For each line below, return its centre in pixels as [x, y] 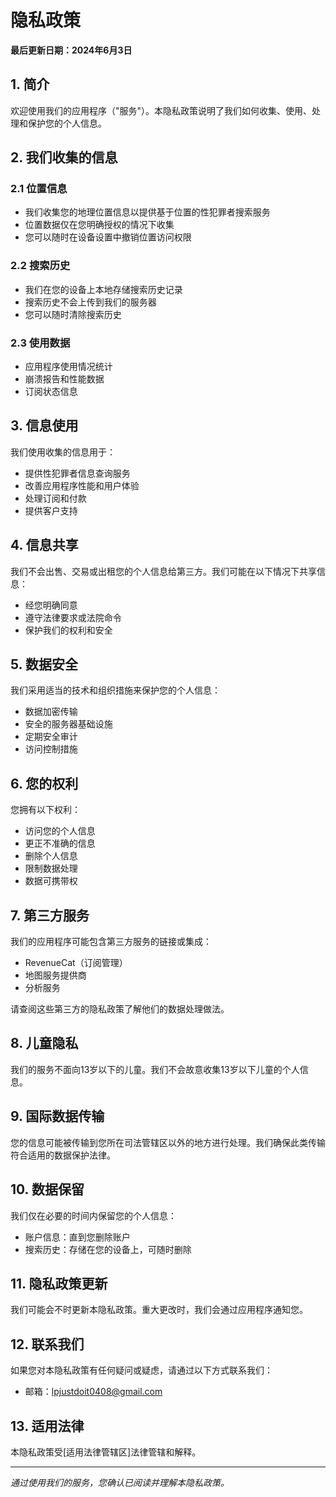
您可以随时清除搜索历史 [73, 314]
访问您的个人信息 [60, 831]
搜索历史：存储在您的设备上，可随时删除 [108, 1249]
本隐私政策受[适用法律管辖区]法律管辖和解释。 [106, 1452]
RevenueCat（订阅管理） [76, 963]
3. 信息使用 [44, 426]
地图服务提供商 [55, 975]
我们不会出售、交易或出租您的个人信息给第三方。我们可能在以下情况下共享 [163, 571]
